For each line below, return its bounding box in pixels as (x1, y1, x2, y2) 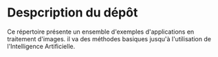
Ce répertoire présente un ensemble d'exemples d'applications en (7, 27, 195, 36)
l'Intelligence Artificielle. (7, 42, 76, 50)
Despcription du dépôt (7, 5, 138, 21)
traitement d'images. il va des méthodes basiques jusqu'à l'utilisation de (7, 34, 212, 43)
